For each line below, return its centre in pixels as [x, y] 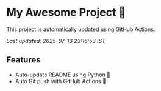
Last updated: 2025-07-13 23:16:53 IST [56, 41]
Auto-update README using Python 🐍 [63, 75]
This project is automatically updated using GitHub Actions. [81, 29]
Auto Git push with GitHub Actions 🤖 [61, 81]
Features [23, 60]
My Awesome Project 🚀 [66, 12]
